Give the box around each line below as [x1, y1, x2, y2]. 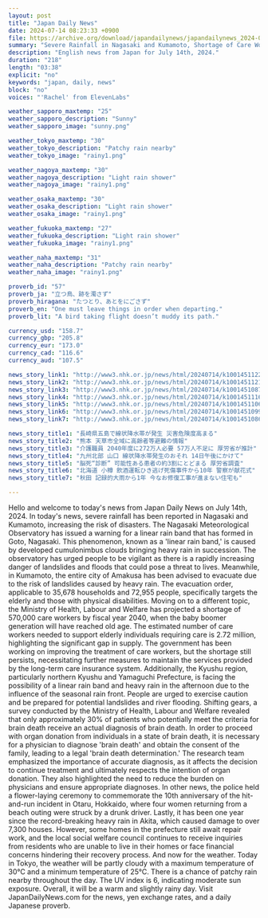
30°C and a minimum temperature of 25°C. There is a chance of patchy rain [8, 867, 258, 877]
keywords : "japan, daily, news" [8, 78, 116, 86]
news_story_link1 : [8, 371, 69, 379]
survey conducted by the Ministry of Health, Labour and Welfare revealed [8, 706, 250, 716]
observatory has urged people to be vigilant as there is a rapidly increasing [8, 554, 255, 563]
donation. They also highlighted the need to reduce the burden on [8, 774, 225, 783]
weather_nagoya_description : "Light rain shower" [8, 173, 177, 182]
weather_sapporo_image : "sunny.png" [8, 123, 130, 131]
